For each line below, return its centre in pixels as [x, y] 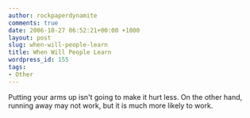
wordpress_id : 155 [38, 60]
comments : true [33, 23]
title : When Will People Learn [60, 52]
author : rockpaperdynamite [53, 15]
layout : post [30, 38]
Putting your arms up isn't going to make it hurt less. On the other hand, [125, 97]
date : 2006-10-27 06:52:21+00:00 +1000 [74, 30]
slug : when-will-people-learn [58, 45]
